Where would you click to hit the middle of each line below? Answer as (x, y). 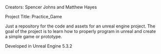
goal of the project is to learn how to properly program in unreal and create (80, 31)
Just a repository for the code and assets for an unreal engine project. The (80, 26)
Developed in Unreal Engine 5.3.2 (39, 46)
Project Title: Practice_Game (34, 16)
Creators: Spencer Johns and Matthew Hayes (51, 7)
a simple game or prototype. (34, 37)
